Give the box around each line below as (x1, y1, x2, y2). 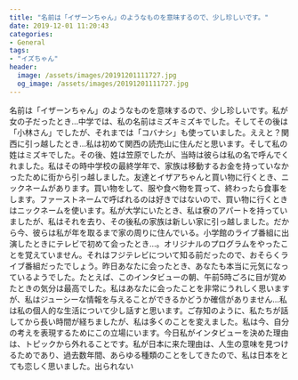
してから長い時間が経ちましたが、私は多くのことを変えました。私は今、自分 (9, 316, 290, 327)
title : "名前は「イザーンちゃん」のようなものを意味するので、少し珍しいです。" (9, 12, 270, 22)
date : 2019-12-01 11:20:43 (9, 21, 109, 30)
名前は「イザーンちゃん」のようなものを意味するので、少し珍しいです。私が (9, 104, 288, 116)
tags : (9, 46, 29, 55)
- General (9, 37, 46, 47)
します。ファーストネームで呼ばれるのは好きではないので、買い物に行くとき (9, 193, 288, 205)
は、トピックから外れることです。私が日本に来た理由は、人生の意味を (9, 338, 266, 349)
